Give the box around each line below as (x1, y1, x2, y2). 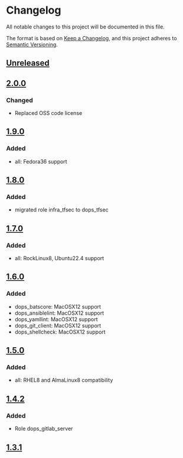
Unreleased (6, 58, 50, 68)
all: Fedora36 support (14, 158, 67, 165)
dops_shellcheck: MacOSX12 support (14, 328, 106, 335)
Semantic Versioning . (6, 41, 58, 48)
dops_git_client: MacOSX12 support (14, 322, 102, 329)
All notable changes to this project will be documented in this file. (6, 23, 165, 30)
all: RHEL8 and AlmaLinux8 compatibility (14, 377, 113, 384)
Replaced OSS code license (14, 110, 83, 117)
